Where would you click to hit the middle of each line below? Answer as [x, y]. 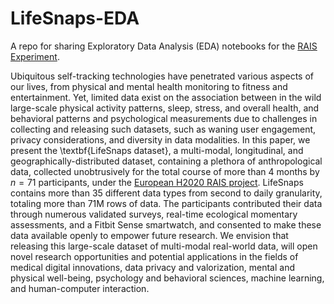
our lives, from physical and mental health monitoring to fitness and [149, 86]
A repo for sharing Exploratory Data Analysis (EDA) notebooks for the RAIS [164, 46]
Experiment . [35, 56]
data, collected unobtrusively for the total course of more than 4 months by [165, 171]
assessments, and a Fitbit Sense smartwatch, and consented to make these [166, 224]
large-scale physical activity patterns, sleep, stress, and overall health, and [165, 108]
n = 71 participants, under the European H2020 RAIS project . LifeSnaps [157, 182]
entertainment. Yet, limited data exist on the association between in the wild [166, 97]
